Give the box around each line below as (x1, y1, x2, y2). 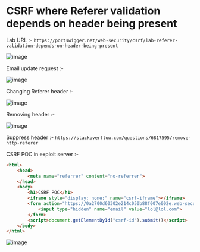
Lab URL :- (6, 36, 33, 43)
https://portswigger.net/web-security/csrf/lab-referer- (33, 37, 178, 43)
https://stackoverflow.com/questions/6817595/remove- (55, 135, 192, 141)
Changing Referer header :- (6, 87, 74, 94)
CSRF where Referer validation (6, 4, 161, 18)
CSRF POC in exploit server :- (6, 150, 79, 157)
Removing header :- (6, 111, 55, 118)
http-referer (6, 140, 39, 146)
